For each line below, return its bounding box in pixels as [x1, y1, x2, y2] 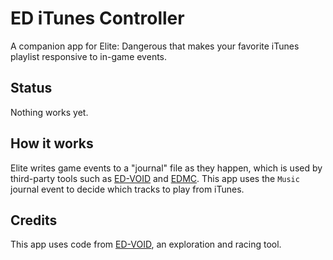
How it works [10, 135, 94, 152]
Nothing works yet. [10, 106, 89, 118]
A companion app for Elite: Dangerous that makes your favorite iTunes [10, 40, 300, 52]
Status [10, 80, 53, 97]
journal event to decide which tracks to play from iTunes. [10, 183, 245, 195]
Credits [10, 212, 58, 229]
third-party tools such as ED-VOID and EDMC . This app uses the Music [10, 172, 300, 184]
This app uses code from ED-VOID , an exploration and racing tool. [10, 238, 282, 251]
